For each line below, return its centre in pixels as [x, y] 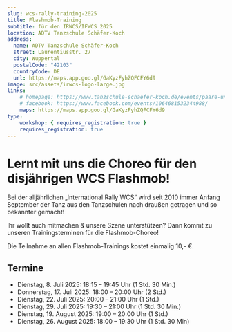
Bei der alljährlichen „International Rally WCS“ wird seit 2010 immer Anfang [114, 197]
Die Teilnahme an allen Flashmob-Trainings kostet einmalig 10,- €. [101, 246]
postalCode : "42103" [43, 65]
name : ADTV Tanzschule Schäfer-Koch [66, 46]
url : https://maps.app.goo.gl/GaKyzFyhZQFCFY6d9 [85, 78]
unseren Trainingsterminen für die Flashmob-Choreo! [83, 233]
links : [17, 91]
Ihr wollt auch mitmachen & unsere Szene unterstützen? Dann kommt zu [110, 225]
